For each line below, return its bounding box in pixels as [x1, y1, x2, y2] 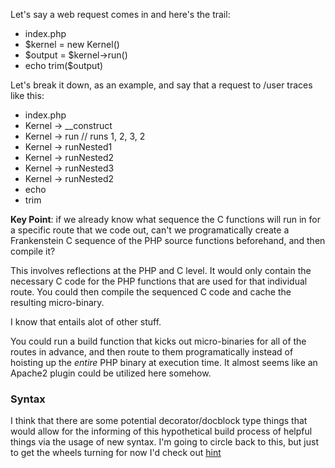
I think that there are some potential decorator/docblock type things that [10, 415, 308, 427]
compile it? [10, 245, 56, 257]
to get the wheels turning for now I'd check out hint [10, 447, 222, 459]
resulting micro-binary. [10, 297, 105, 308]
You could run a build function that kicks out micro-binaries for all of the [10, 335, 307, 347]
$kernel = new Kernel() [24, 39, 120, 50]
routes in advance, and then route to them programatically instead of [10, 346, 294, 358]
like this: [10, 90, 45, 101]
